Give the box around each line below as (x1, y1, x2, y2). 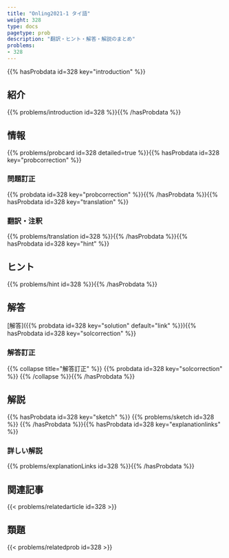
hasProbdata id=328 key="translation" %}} (7, 197, 129, 206)
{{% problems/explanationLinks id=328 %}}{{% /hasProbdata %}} (7, 462, 195, 470)
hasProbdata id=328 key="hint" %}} (7, 239, 110, 248)
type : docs (7, 23, 39, 30)
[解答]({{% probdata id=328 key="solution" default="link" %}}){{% (7, 321, 197, 330)
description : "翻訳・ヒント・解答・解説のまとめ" (7, 36, 135, 43)
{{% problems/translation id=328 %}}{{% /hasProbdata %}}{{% (7, 232, 188, 241)
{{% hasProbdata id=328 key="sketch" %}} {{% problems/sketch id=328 (7, 412, 215, 421)
